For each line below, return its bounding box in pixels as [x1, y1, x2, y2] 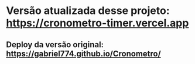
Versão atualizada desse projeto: [6, 4, 170, 17]
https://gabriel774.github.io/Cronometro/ [6, 48, 161, 59]
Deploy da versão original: [6, 40, 104, 49]
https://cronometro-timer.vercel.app [6, 16, 189, 30]
